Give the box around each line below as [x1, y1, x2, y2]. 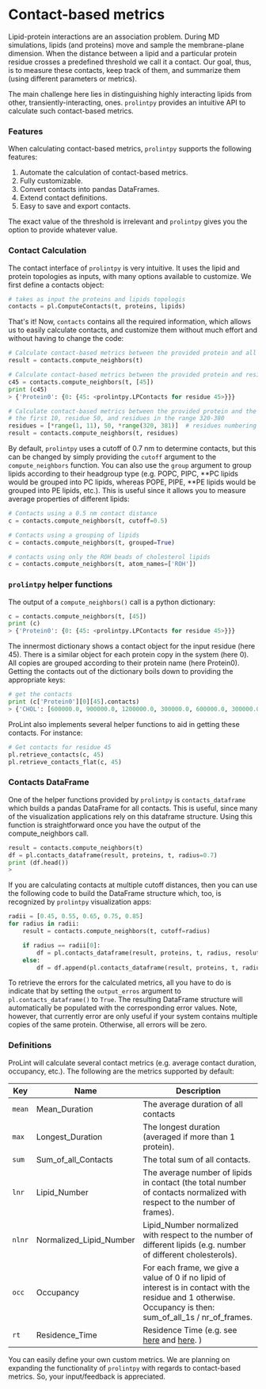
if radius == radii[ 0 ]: [22, 941, 101, 949]
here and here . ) [142, 1334, 203, 1345]
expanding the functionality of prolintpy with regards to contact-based [8, 1363, 241, 1372]
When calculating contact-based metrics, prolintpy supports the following [8, 144, 252, 154]
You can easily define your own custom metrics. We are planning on [8, 1354, 230, 1364]
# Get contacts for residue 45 [8, 743, 112, 751]
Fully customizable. [19, 176, 83, 186]
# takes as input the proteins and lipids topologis [8, 295, 186, 303]
